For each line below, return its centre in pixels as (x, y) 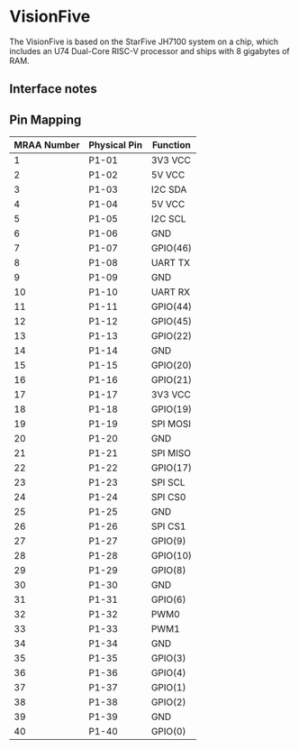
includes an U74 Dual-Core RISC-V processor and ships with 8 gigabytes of (149, 50)
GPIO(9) (168, 541)
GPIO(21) (171, 380)
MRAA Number (47, 145)
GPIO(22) (171, 336)
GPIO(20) (171, 365)
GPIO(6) (168, 599)
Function (171, 145)
